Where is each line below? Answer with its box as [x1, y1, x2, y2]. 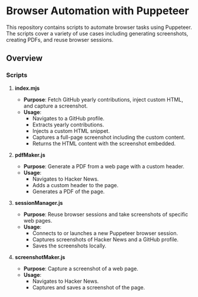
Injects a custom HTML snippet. [32, 127, 111, 134]
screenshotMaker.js [14, 253, 66, 260]
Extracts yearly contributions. [32, 121, 105, 128]
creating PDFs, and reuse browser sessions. [6, 36, 114, 43]
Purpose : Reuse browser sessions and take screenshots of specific [23, 211, 189, 218]
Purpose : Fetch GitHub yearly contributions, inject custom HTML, [23, 96, 183, 103]
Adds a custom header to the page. [32, 181, 119, 188]
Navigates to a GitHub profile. [32, 115, 105, 122]
